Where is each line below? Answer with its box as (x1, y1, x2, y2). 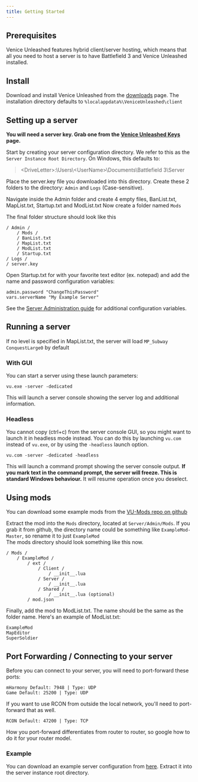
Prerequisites (6, 31, 57, 41)
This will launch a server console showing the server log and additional (6, 394, 179, 401)
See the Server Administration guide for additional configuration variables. (6, 305, 187, 312)
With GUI (6, 359, 33, 367)
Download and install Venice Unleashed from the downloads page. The (6, 92, 179, 99)
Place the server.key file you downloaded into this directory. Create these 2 (6, 178, 190, 185)
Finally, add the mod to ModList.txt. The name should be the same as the (6, 607, 184, 614)
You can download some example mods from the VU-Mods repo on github (6, 509, 187, 516)
